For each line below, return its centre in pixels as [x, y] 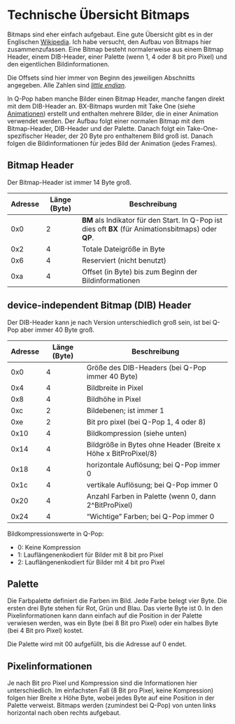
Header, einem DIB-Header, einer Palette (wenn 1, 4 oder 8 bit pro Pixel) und [117, 57]
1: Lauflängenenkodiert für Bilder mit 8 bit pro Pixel [90, 555]
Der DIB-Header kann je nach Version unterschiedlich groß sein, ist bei [109, 322]
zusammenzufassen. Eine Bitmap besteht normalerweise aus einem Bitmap [115, 49]
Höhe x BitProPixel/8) [122, 453]
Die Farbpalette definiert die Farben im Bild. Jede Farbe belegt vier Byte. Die [117, 601]
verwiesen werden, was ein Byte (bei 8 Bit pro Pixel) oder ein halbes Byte [113, 623]
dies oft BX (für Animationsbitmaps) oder [149, 229]
